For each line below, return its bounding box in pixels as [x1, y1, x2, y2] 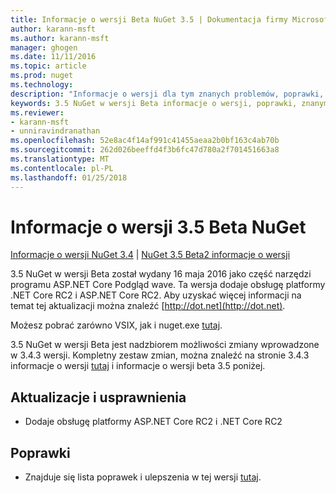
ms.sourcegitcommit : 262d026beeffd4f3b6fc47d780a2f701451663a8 [10, 145, 280, 155]
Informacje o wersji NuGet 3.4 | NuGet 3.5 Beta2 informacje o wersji [10, 249, 291, 261]
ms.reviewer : [10, 107, 65, 118]
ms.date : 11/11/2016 [10, 52, 97, 62]
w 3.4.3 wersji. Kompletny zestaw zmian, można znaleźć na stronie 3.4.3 [10, 349, 310, 361]
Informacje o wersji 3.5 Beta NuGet [10, 216, 307, 238]
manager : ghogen [10, 42, 78, 53]
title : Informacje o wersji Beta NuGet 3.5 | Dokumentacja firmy [10, 14, 288, 25]
